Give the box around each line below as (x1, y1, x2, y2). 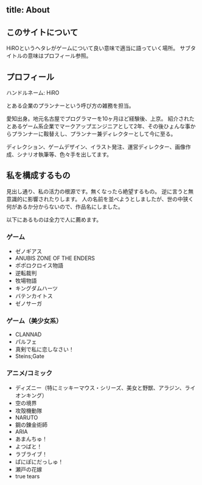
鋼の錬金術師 (15, 421, 47, 428)
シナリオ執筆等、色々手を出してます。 (16, 151, 113, 158)
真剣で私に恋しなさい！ (15, 346, 74, 353)
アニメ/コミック (6, 369, 53, 378)
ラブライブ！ (15, 450, 47, 458)
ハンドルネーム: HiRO (6, 89, 60, 96)
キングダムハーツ (15, 285, 58, 292)
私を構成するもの (6, 170, 71, 181)
